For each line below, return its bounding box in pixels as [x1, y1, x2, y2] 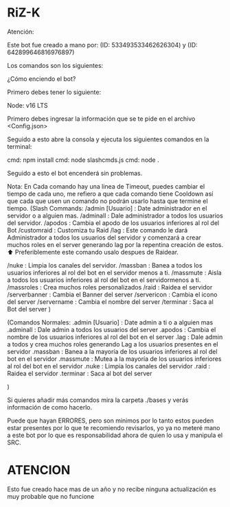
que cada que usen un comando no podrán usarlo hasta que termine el [7, 197, 208, 205]
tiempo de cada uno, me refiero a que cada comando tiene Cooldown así [7, 189, 214, 198]
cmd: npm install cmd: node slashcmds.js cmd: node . [7, 156, 159, 164]
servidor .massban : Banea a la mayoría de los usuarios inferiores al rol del [7, 347, 218, 355]
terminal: [7, 142, 32, 150]
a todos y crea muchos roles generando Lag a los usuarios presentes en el [7, 340, 218, 348]
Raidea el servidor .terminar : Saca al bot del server [7, 369, 152, 377]
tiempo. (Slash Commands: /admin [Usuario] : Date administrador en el [7, 204, 207, 212]
